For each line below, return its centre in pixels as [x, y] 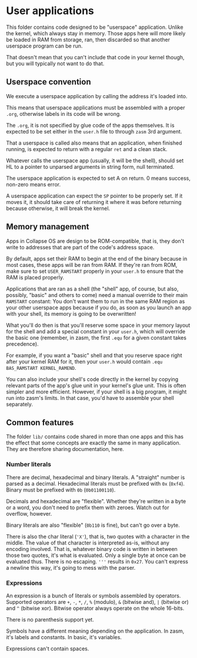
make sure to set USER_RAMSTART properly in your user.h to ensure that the [95, 271]
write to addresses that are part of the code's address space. [80, 247]
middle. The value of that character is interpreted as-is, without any [88, 543]
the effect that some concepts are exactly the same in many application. [94, 443]
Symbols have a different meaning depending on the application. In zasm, [95, 631]
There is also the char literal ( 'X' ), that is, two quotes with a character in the [98, 536]
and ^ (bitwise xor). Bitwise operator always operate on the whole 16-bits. [95, 608]
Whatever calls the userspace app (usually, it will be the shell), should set [95, 161]
